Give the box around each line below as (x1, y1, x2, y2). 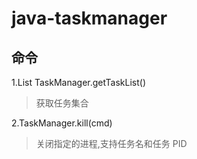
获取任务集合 (35, 97, 89, 109)
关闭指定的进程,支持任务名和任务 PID (35, 138, 188, 149)
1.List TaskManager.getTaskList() (11, 77, 147, 88)
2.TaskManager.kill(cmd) (11, 117, 113, 129)
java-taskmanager (11, 7, 168, 30)
